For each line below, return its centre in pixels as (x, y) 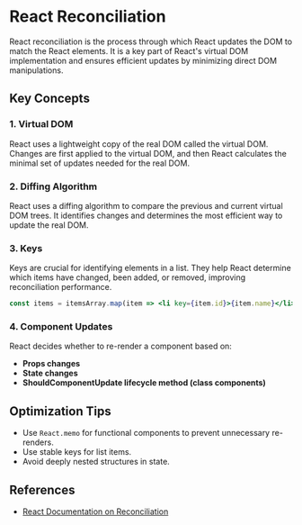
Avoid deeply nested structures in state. (96, 462)
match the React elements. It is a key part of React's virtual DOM (129, 50)
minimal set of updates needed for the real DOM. (100, 163)
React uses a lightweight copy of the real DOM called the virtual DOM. (139, 144)
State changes (50, 373)
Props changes (51, 364)
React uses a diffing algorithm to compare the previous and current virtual (146, 205)
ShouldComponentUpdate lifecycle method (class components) (144, 383)
